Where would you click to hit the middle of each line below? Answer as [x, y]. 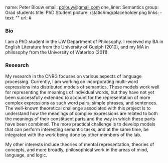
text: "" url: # [18, 18]
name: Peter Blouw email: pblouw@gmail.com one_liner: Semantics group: [82, 7]
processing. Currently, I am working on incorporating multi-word [72, 81]
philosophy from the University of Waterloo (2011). [57, 52]
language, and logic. [26, 155]
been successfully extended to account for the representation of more [78, 97]
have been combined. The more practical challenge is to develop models [80, 124]
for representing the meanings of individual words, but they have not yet [80, 92]
